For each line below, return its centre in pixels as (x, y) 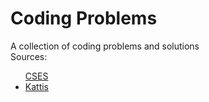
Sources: (29, 56)
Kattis (37, 86)
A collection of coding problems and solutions (105, 46)
